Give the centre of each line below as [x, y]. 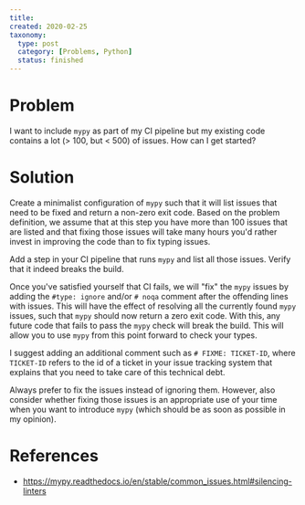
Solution [42, 178]
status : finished [51, 60]
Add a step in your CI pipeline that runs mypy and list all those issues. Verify [150, 259]
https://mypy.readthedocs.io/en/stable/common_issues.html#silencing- [157, 481]
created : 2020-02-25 [49, 26]
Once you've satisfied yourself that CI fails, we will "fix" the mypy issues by [149, 286]
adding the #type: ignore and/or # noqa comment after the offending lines [149, 296]
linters [35, 490]
